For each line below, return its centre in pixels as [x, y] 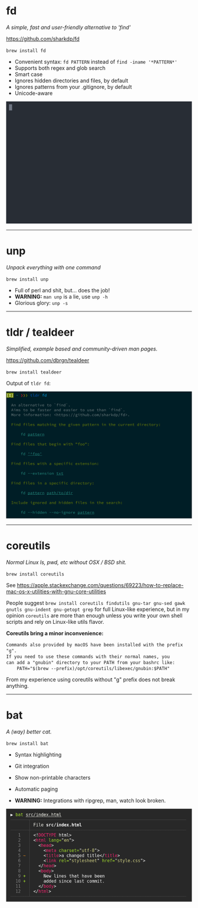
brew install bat [27, 743]
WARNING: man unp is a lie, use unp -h [61, 297]
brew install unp [27, 279]
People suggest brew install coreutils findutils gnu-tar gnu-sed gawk [96, 603]
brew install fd [26, 51]
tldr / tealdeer [40, 332]
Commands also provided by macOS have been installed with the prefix [95, 645]
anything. [18, 685]
